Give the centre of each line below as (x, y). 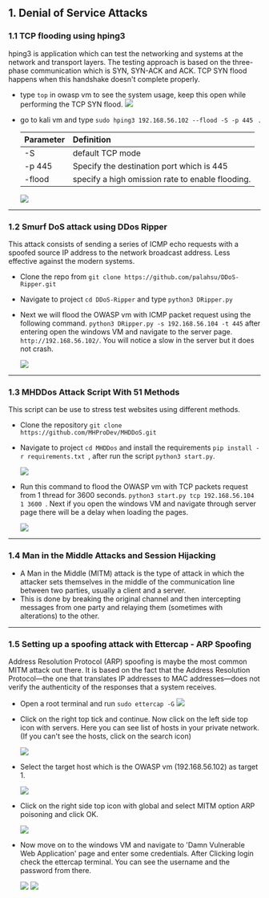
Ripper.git (38, 284)
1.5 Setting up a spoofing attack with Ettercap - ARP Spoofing (130, 644)
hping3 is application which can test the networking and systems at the (126, 53)
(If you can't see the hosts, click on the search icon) (106, 736)
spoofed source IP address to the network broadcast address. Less (119, 253)
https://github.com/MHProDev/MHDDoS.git (88, 433)
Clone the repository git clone (71, 425)
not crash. (36, 349)
